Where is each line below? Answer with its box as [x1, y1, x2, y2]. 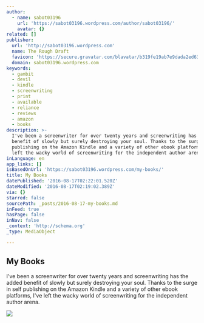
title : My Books [6, 172, 47, 179]
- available [12, 99, 42, 105]
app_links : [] [6, 161, 42, 167]
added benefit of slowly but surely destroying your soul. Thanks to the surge [6, 279, 198, 286]
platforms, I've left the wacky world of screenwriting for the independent [6, 291, 188, 299]
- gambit [12, 71, 34, 77]
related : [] [6, 32, 36, 38]
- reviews [12, 110, 36, 116]
